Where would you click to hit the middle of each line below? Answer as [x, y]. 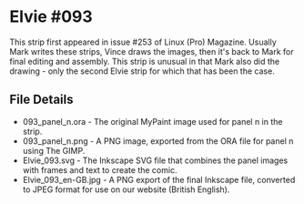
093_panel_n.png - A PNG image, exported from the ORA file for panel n [158, 141]
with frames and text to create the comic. [100, 169]
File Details [41, 100]
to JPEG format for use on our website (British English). [126, 189]
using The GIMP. [54, 150]
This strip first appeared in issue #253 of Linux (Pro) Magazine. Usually [143, 42]
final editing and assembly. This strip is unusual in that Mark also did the [145, 61]
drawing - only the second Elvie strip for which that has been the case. [142, 71]
